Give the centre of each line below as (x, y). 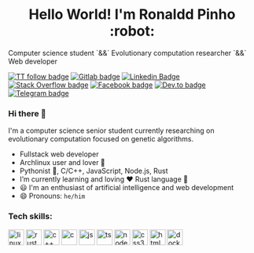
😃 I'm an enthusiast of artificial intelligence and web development (127, 188)
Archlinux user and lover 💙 (63, 163)
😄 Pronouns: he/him (52, 196)
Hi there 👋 (28, 113)
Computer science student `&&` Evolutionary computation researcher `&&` (127, 53)
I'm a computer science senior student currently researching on (111, 130)
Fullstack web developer (59, 154)
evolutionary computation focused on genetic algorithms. (101, 139)
